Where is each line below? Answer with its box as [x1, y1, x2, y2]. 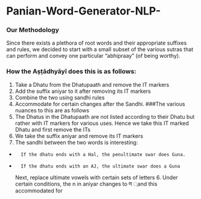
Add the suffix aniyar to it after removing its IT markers [14, 87, 151, 95]
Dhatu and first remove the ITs [14, 125, 91, 133]
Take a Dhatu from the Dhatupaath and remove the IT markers [14, 81, 170, 88]
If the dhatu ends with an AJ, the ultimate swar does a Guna [21, 163, 180, 169]
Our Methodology [6, 26, 59, 34]
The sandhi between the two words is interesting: [14, 139, 138, 146]
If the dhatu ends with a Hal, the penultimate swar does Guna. [21, 151, 186, 157]
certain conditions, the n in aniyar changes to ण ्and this [14, 180, 158, 188]
